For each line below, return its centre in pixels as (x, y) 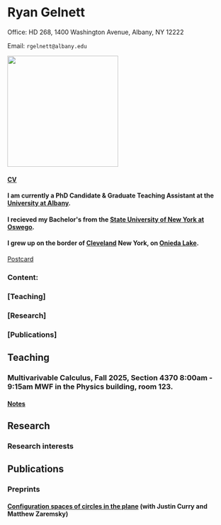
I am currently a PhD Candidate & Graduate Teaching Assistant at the (111, 195)
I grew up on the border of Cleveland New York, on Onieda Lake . (103, 243)
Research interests (41, 446)
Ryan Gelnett (46, 12)
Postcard (21, 259)
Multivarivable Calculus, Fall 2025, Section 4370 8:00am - (110, 377)
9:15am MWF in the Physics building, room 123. (90, 386)
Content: (23, 277)
